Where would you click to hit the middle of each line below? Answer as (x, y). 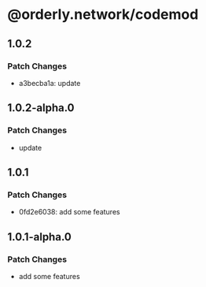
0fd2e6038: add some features (69, 212)
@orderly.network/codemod (103, 15)
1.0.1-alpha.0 (39, 237)
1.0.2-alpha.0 (41, 108)
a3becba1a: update (50, 83)
